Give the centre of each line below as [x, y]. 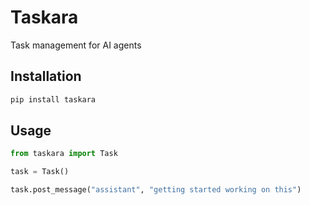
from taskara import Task [64, 154]
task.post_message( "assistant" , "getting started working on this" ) [156, 190]
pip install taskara [53, 99]
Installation [46, 76]
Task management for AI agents [76, 45]
